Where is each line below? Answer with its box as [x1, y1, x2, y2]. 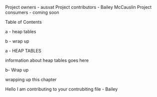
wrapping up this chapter [5, 77, 57, 82]
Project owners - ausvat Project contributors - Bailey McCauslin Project [5, 4, 152, 10]
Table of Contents [5, 19, 42, 25]
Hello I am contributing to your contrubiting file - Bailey [5, 86, 118, 92]
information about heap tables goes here [5, 57, 89, 63]
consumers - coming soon [5, 9, 60, 15]
